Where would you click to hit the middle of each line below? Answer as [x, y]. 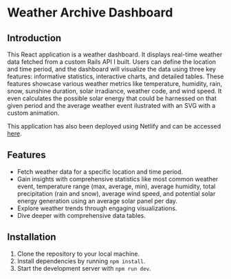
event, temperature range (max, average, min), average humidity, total [116, 186]
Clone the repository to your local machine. [78, 254]
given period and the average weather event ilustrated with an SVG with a [111, 105]
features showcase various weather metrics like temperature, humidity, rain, [115, 83]
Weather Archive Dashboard [90, 13]
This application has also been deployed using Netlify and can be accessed [114, 126]
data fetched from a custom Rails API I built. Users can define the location [112, 62]
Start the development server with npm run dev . [84, 268]
